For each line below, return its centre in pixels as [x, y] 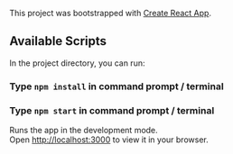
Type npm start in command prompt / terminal [112, 110]
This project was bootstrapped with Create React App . [111, 13]
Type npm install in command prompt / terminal [116, 86]
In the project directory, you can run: [77, 63]
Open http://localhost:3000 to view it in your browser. [109, 140]
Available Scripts [58, 41]
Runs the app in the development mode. [84, 131]
